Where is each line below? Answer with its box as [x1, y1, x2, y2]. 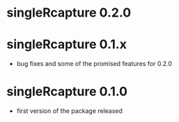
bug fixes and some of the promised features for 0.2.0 [16, 60, 172, 68]
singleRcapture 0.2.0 [6, 5, 132, 21]
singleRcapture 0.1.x [6, 37, 127, 53]
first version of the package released [16, 107, 123, 115]
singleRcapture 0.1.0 [6, 84, 128, 100]
